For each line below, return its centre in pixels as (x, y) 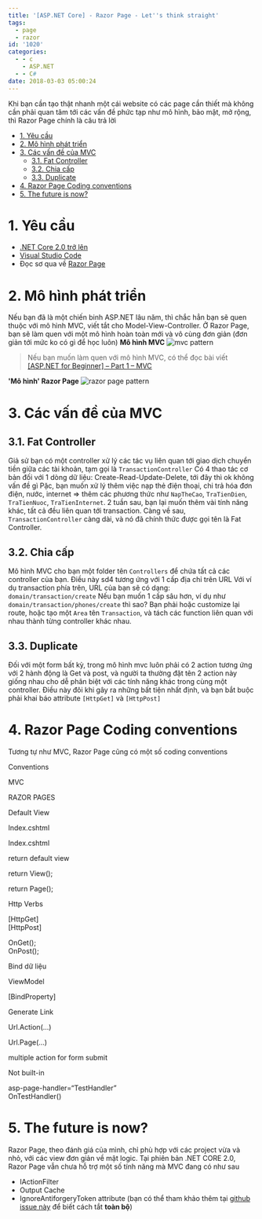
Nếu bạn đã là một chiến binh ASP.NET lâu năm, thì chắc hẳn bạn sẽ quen (127, 317)
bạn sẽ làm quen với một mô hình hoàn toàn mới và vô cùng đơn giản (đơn (128, 334)
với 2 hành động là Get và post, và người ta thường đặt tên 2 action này (123, 673)
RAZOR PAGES (32, 797)
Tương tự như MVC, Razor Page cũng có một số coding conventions (118, 752)
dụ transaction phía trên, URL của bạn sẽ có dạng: (89, 588)
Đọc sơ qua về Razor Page (62, 264)
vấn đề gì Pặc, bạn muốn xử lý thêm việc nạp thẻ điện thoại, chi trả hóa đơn (130, 486)
